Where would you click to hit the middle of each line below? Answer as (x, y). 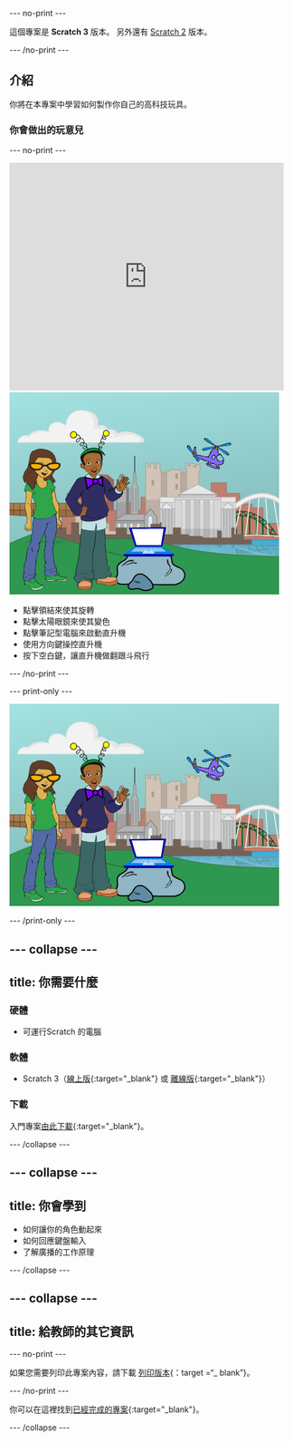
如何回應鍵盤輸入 (54, 1240)
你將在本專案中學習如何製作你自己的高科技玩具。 (100, 104)
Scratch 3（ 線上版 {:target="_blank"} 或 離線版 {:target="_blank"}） (146, 1079)
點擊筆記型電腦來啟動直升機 (74, 633)
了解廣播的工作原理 (58, 1252)
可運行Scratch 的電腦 (62, 1031)
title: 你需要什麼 (54, 982)
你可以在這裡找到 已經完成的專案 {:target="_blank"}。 (107, 1409)
